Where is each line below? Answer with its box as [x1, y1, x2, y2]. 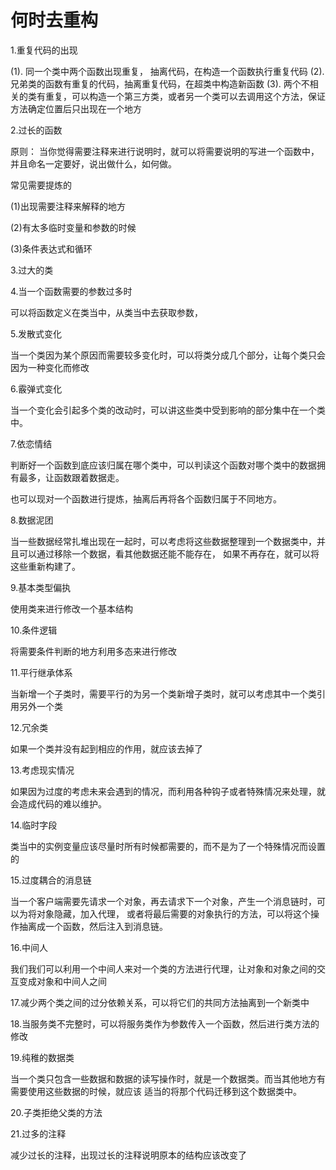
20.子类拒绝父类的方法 [10, 1106, 103, 1118]
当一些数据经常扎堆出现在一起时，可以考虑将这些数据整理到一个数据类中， [10, 535, 317, 547]
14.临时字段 [10, 819, 58, 831]
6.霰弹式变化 [10, 382, 63, 395]
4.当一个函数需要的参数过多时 [10, 285, 133, 297]
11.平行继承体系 [10, 666, 73, 678]
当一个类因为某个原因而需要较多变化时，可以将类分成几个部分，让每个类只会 [10, 349, 326, 361]
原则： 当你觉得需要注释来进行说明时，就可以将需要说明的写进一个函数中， [10, 145, 320, 157]
